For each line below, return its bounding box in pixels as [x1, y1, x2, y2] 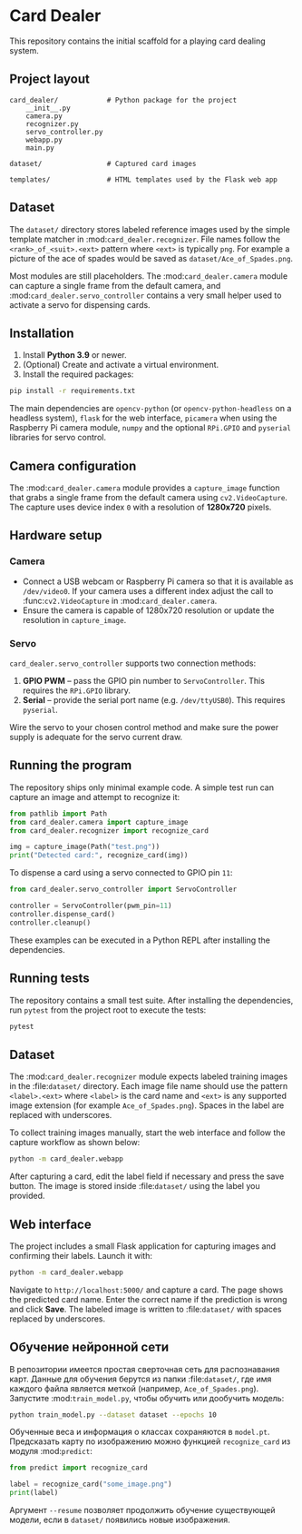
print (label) [9, 1489, 59, 1498]
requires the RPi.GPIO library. [22, 685, 132, 696]
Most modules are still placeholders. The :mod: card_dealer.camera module [9, 270, 288, 282]
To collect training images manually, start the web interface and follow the [9, 1127, 286, 1138]
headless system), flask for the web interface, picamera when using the [9, 412, 278, 423]
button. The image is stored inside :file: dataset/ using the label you [9, 1181, 260, 1192]
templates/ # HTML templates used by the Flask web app [9, 174, 278, 184]
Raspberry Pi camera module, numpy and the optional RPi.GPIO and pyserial [9, 422, 292, 433]
